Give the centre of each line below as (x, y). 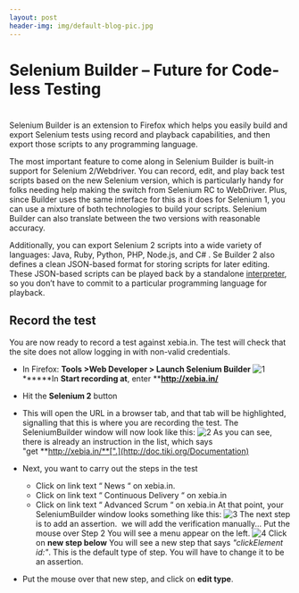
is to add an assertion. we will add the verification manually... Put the (162, 523)
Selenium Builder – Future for (119, 70)
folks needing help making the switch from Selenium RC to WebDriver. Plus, (148, 189)
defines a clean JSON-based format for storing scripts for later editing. (140, 263)
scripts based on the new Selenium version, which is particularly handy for (146, 180)
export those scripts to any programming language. (104, 144)
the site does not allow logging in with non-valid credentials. (120, 351)
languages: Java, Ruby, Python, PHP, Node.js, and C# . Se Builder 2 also (142, 255)
